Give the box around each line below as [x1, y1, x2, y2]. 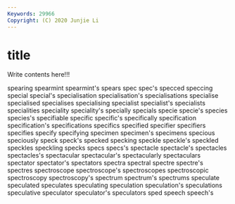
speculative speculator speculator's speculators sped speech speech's [7, 189, 214, 197]
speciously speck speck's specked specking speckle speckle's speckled [7, 136, 219, 145]
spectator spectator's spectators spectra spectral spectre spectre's [7, 159, 204, 167]
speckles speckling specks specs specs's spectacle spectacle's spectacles [7, 144, 227, 152]
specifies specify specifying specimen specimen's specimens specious [7, 129, 215, 137]
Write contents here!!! [7, 70, 70, 79]
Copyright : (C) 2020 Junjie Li [7, 17, 99, 24]
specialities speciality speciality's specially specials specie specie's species [7, 106, 228, 115]
